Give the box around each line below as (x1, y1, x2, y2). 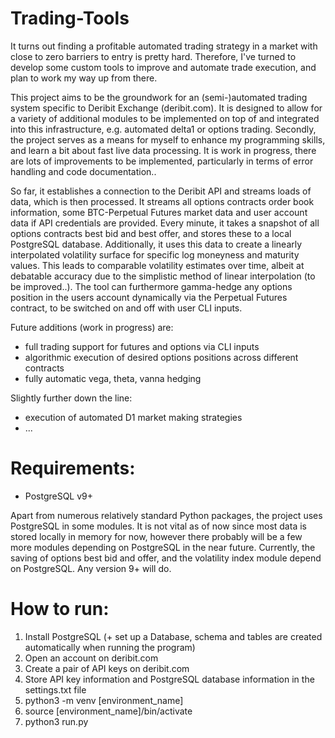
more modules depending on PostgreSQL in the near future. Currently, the (10, 541, 316, 553)
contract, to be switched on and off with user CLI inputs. (10, 302, 243, 314)
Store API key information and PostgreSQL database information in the (24, 673, 315, 685)
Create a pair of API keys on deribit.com (24, 662, 190, 674)
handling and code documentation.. (10, 165, 157, 177)
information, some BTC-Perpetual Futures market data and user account (10, 206, 308, 218)
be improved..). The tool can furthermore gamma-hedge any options (10, 280, 293, 292)
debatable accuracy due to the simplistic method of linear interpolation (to (10, 270, 316, 282)
